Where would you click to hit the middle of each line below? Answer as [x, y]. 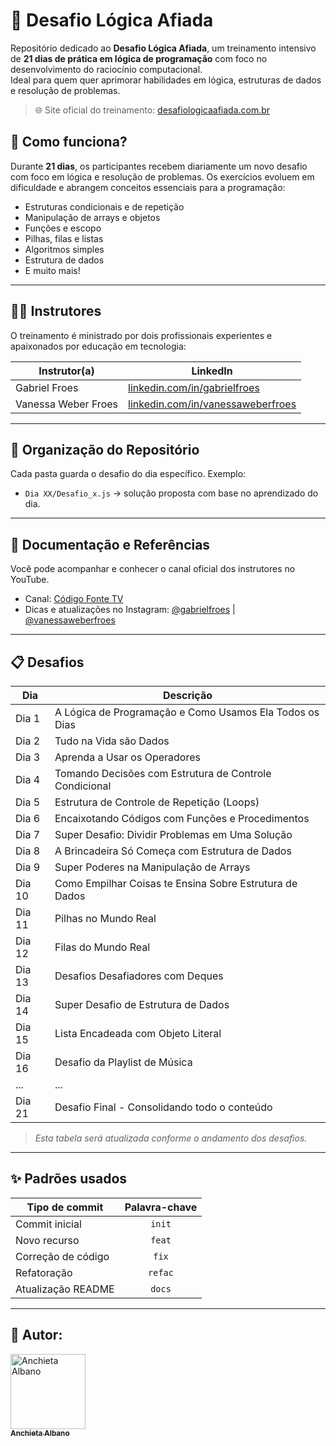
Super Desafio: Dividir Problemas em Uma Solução [173, 834]
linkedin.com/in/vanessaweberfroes [212, 404]
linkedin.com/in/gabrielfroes [194, 387]
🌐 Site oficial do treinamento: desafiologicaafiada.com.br [152, 110]
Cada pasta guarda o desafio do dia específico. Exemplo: [128, 474]
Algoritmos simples [64, 249]
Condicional [83, 786]
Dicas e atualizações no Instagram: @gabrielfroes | [130, 610]
